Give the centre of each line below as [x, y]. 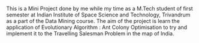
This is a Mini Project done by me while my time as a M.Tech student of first [99, 9]
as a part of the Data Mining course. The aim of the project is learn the [93, 21]
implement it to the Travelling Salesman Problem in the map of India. [90, 34]
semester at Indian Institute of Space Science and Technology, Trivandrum [98, 15]
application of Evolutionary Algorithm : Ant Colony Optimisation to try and [97, 27]
